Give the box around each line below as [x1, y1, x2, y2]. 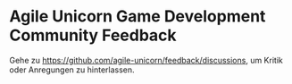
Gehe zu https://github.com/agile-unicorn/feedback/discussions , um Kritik [9, 55, 283, 65]
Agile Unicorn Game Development [9, 6, 266, 27]
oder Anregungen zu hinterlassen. [9, 64, 136, 75]
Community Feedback [9, 25, 177, 46]
